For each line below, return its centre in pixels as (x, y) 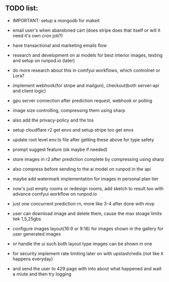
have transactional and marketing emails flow (60, 45)
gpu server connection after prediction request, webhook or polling (82, 100)
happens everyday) (33, 259)
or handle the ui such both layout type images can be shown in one (82, 244)
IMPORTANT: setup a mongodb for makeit (56, 20)
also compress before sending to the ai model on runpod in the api (82, 169)
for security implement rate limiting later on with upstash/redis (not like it (88, 253)
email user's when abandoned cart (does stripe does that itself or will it (86, 30)
